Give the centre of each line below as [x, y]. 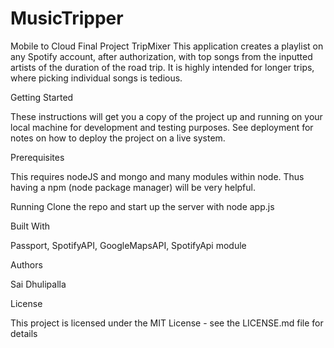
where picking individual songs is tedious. [96, 78]
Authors [26, 264]
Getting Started [42, 97]
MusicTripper [67, 18]
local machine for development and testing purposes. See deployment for [162, 127]
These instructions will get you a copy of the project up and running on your [166, 116]
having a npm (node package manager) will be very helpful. [133, 187]
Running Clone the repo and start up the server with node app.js [142, 206]
